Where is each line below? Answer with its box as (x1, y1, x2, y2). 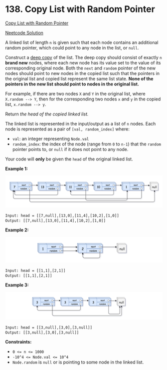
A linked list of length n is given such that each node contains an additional (5, 39, 159, 45)
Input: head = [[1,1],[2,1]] (5, 268, 66, 273)
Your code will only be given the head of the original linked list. (5, 156, 133, 162)
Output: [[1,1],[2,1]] (5, 273, 52, 278)
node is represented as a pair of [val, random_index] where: (5, 126, 130, 132)
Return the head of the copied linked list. (5, 111, 89, 117)
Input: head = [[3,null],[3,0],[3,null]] (5, 325, 93, 330)
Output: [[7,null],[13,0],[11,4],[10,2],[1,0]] (5, 218, 106, 223)
